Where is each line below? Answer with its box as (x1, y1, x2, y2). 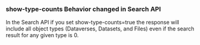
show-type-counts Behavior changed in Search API (5, 5, 162, 13)
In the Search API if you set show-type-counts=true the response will (5, 19, 180, 26)
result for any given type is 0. (5, 32, 79, 39)
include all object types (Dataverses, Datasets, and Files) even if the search (5, 25, 195, 32)
